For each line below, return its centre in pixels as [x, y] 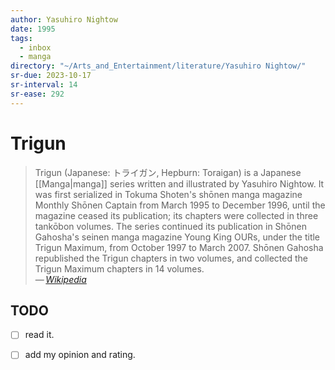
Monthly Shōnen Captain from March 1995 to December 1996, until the [180, 205]
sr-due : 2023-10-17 [51, 76]
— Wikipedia [60, 279]
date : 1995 [33, 29]
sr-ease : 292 [37, 94]
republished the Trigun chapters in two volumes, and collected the [171, 258]
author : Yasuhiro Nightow [64, 19]
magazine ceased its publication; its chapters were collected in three [176, 215]
